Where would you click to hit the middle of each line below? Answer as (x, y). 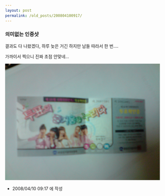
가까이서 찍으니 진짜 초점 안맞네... (37, 56)
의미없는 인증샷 (22, 34)
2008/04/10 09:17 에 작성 (37, 188)
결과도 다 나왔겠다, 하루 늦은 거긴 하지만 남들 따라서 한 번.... (62, 46)
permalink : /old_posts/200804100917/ (44, 16)
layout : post (18, 10)
